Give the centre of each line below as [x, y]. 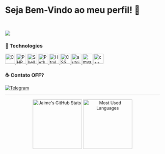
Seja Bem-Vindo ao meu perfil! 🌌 [73, 10]
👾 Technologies [24, 45]
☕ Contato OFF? [25, 75]
